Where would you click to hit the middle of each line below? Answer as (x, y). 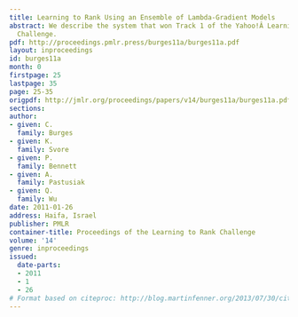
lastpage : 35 (33, 83)
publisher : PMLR (39, 224)
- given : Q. (31, 191)
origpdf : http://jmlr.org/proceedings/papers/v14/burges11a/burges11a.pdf (150, 100)
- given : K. (31, 141)
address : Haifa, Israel (53, 215)
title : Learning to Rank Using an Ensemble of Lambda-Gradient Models (142, 17)
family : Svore (43, 149)
